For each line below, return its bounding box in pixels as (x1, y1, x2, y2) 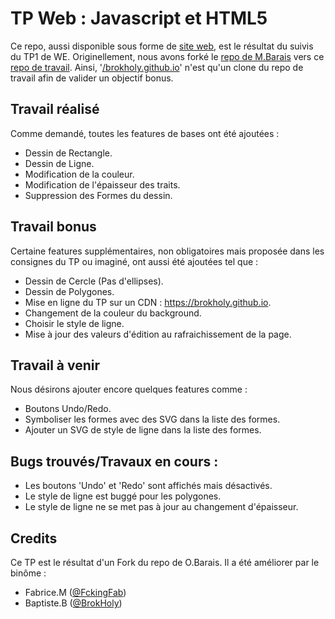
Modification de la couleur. (24, 168, 135, 180)
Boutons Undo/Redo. (24, 403, 112, 415)
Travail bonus (10, 218, 97, 236)
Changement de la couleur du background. (24, 307, 202, 319)
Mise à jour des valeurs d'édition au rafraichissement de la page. (24, 328, 292, 340)
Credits (10, 530, 58, 547)
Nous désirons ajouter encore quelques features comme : (10, 383, 248, 396)
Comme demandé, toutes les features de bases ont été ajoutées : (10, 127, 280, 139)
